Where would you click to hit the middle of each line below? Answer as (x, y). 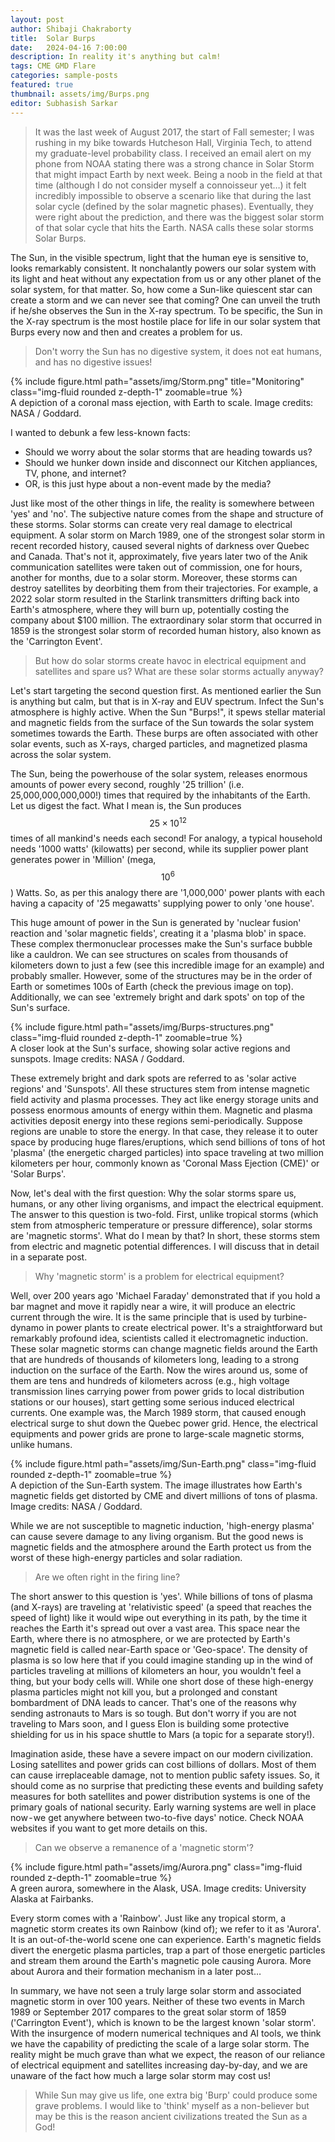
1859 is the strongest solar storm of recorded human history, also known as (166, 630)
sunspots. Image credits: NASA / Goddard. (97, 1058)
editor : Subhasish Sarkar (64, 103)
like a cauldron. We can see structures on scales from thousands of (149, 954)
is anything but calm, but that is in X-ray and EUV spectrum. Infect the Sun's (167, 701)
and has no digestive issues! (93, 362)
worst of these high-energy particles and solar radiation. (126, 1557)
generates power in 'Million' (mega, (83, 860)
